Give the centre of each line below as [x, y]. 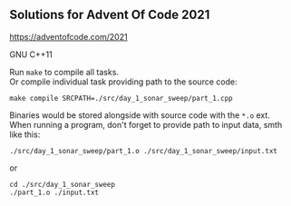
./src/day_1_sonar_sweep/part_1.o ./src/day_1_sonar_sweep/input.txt [144, 151]
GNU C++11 [31, 54]
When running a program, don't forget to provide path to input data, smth [146, 124]
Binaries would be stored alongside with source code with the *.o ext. [140, 115]
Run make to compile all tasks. [64, 72]
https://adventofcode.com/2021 [69, 36]
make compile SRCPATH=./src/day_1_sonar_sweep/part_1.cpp [121, 98]
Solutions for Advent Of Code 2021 [110, 15]
